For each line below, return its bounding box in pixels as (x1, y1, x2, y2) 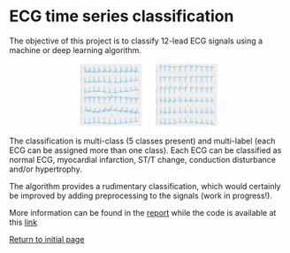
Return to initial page (9, 234, 85, 244)
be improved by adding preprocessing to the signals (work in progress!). (9, 190, 272, 201)
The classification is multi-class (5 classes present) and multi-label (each (9, 135, 276, 146)
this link (9, 217, 38, 227)
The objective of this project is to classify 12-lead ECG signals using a (9, 35, 263, 46)
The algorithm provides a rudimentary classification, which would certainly (9, 180, 281, 191)
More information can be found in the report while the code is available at (9, 207, 277, 218)
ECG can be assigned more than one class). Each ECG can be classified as (9, 144, 282, 156)
